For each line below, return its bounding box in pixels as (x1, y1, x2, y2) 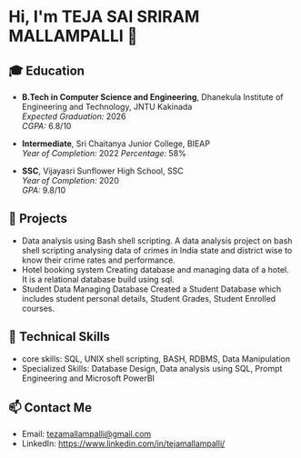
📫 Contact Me (8, 400, 93, 415)
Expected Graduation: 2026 (21, 111, 126, 122)
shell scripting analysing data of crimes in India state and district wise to (21, 244, 293, 255)
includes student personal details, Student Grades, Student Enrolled (21, 293, 276, 304)
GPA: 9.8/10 (21, 184, 66, 195)
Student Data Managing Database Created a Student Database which (21, 284, 282, 294)
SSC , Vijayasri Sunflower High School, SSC (21, 165, 184, 176)
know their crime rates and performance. (21, 254, 176, 265)
